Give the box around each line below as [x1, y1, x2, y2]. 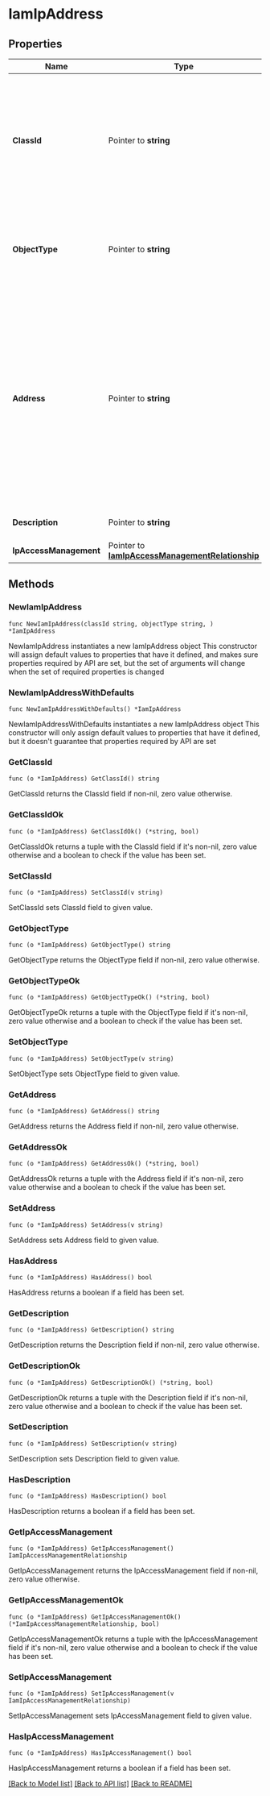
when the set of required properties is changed [8, 667, 165, 676]
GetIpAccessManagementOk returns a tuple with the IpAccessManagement [8, 1634, 259, 1644]
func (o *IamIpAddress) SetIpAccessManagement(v [8, 1690, 174, 1698]
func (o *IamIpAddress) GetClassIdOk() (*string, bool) [8, 827, 199, 835]
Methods [8, 577, 55, 591]
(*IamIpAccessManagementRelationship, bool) [8, 1619, 160, 1628]
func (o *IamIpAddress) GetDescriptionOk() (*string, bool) [8, 1378, 215, 1386]
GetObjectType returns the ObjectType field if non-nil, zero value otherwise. [8, 955, 260, 965]
